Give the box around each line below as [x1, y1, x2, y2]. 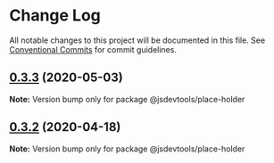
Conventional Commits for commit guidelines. [9, 44, 177, 54]
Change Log [9, 5, 101, 26]
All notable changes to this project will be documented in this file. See [9, 35, 266, 45]
